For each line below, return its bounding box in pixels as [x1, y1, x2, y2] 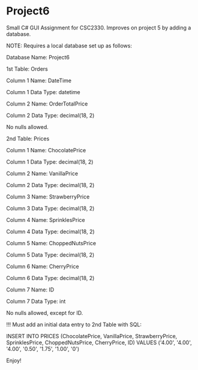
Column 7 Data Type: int [6, 297, 66, 305]
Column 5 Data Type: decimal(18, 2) [6, 251, 95, 258]
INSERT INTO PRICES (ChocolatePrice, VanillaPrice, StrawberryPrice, [6, 332, 178, 339]
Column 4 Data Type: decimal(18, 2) [6, 228, 95, 235]
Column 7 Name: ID [6, 286, 55, 293]
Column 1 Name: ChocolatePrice [6, 146, 86, 154]
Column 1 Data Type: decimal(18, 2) [6, 158, 94, 166]
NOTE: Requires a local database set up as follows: [6, 42, 132, 49]
